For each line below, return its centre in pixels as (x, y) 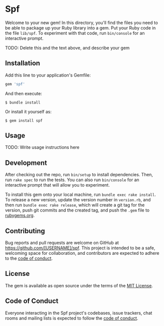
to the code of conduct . (29, 258)
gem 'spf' (15, 84)
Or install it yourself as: (28, 111)
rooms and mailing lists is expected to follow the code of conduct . (72, 318)
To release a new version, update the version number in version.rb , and (78, 200)
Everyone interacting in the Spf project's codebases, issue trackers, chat (79, 313)
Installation (23, 63)
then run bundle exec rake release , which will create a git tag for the (75, 205)
